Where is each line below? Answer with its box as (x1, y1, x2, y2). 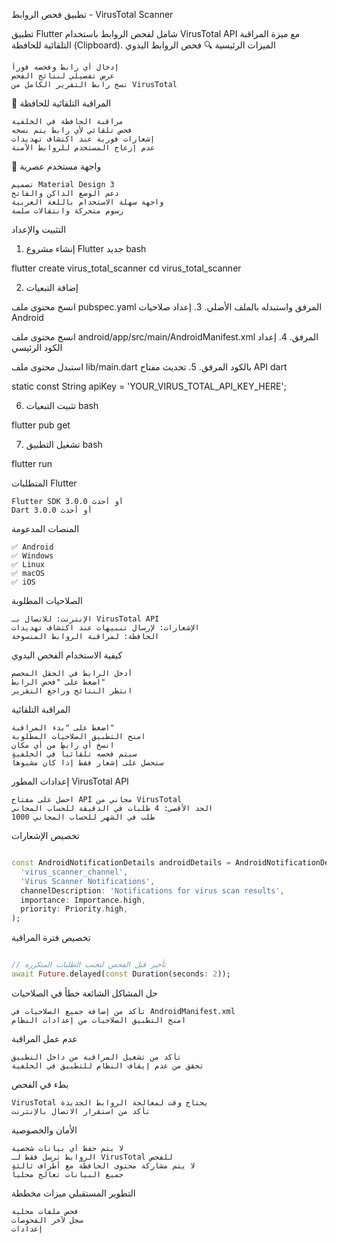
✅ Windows (11, 551, 54, 561)
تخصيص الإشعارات (11, 830, 80, 841)
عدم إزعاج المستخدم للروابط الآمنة (11, 143, 156, 153)
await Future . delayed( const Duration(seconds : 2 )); (11, 969, 231, 979)
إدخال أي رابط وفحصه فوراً (11, 62, 119, 72)
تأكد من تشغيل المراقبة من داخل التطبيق (11, 1052, 183, 1062)
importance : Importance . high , (20, 895, 146, 905)
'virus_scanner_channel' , (20, 867, 129, 877)
